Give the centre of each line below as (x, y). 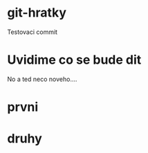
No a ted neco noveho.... (42, 79)
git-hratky (37, 13)
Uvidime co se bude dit (74, 60)
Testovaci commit (32, 32)
